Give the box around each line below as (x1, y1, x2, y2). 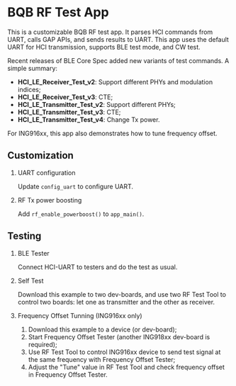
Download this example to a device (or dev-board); (28, 325, 177, 334)
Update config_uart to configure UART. (17, 182, 133, 191)
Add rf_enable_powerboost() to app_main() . (17, 210, 145, 218)
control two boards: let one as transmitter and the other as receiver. (17, 297, 215, 306)
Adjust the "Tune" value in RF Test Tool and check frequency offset (28, 363, 225, 371)
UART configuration (17, 168, 76, 177)
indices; (17, 85, 41, 93)
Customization (7, 149, 74, 161)
